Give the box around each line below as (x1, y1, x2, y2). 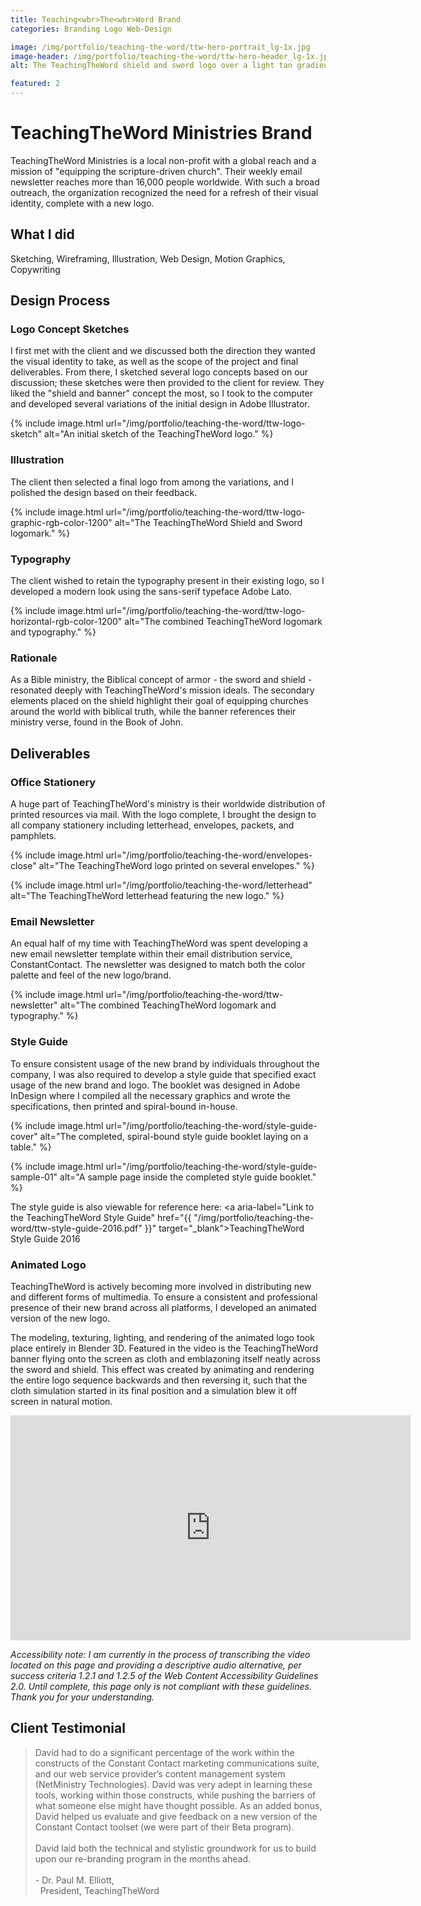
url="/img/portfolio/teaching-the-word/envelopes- (105, 849, 313, 861)
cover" (10, 1130, 38, 1142)
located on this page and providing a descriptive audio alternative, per (10, 1659, 302, 1671)
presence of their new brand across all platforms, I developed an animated (10, 1301, 317, 1313)
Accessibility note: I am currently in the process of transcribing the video (10, 1648, 311, 1660)
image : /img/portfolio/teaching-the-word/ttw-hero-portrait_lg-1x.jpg (10, 42, 311, 52)
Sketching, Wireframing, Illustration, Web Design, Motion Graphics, (10, 252, 286, 265)
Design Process (10, 292, 111, 310)
